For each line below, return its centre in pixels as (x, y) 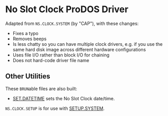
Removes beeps (30, 39)
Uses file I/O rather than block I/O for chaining (61, 55)
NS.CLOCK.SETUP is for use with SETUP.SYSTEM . (55, 108)
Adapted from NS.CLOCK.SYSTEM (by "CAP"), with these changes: (72, 23)
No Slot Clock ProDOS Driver (67, 9)
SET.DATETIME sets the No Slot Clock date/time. (64, 98)
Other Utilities (28, 77)
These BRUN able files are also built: (41, 89)
